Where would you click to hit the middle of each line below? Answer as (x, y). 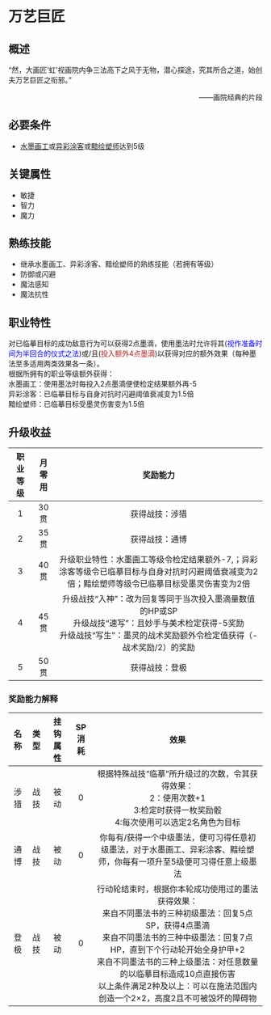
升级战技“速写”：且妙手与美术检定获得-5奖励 (158, 624)
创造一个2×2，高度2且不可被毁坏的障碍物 (177, 998)
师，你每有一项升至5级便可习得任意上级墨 (177, 862)
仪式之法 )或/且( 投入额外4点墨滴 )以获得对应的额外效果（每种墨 (153, 353)
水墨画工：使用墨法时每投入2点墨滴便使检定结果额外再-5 (103, 384)
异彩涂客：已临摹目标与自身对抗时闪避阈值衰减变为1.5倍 (101, 394)
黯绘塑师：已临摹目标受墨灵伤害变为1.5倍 (77, 404)
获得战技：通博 (159, 539)
